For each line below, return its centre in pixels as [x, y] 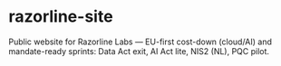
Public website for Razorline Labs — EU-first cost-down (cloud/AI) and [140, 42]
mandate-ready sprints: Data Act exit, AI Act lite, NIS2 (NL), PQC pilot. [139, 51]
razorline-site [61, 17]
